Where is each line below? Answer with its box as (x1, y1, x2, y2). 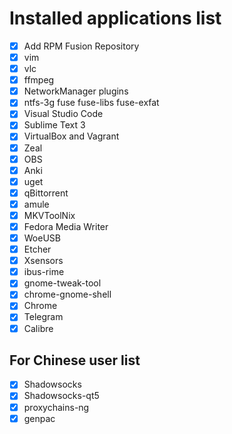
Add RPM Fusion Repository (23, 40, 140, 52)
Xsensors (23, 255, 64, 267)
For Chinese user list (9, 352, 141, 369)
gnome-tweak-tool (23, 277, 102, 289)
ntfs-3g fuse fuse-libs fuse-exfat (23, 97, 160, 109)
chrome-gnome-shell (23, 288, 112, 301)
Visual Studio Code (23, 108, 104, 120)
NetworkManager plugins (23, 85, 129, 97)
